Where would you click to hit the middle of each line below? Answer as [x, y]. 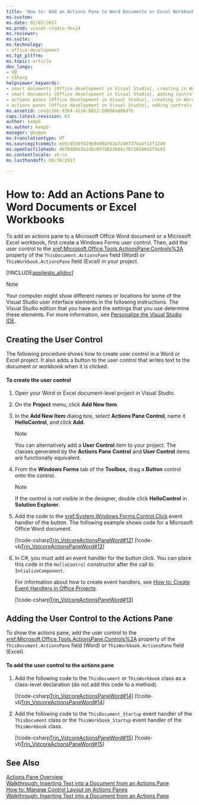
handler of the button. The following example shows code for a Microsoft [104, 523]
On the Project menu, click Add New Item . [66, 405]
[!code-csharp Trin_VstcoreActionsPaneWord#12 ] [74, 540]
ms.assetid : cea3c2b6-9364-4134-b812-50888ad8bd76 [70, 111]
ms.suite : [18, 39]
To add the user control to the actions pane [60, 665]
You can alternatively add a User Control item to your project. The [95, 445]
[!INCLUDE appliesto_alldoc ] [40, 273]
